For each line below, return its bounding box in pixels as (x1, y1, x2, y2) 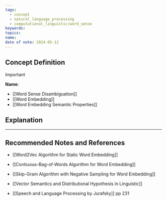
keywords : (5, 26, 26, 31)
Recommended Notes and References (5, 138, 125, 147)
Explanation (5, 116, 43, 124)
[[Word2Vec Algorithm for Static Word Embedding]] (12, 152, 118, 158)
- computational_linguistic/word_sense (9, 21, 92, 26)
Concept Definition (5, 58, 66, 67)
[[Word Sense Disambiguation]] (12, 91, 77, 97)
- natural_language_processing (9, 16, 75, 21)
